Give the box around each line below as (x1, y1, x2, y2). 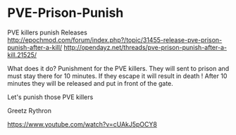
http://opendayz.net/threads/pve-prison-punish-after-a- (63, 43, 228, 51)
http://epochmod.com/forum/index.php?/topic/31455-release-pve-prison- (7, 35, 223, 44)
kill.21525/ (7, 51, 37, 59)
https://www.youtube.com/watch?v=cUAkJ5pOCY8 (7, 120, 157, 128)
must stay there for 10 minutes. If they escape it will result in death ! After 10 (7, 72, 228, 80)
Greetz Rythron (7, 106, 51, 115)
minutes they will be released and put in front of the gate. (7, 79, 174, 87)
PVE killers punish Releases (7, 28, 88, 37)
